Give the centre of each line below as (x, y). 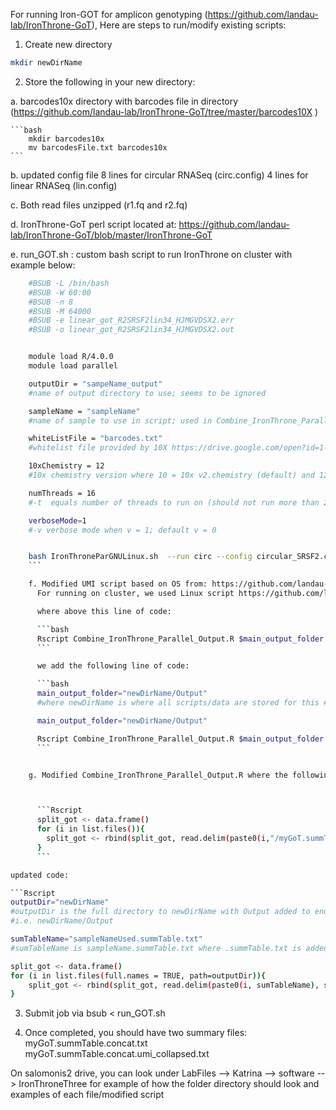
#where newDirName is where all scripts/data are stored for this (178, 703)
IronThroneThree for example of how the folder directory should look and (169, 1084)
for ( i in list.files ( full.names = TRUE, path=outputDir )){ (138, 975)
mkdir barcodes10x (66, 139)
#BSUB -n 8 (51, 302)
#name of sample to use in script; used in (120, 420)
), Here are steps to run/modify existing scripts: (189, 25)
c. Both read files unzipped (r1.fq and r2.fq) (99, 205)
